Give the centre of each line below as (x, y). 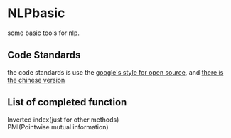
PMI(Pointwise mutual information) (58, 127)
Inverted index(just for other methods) (63, 120)
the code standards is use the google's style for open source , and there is (116, 72)
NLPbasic (36, 13)
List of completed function (67, 102)
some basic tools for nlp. (44, 33)
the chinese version (36, 80)
